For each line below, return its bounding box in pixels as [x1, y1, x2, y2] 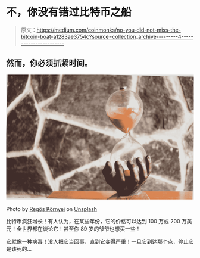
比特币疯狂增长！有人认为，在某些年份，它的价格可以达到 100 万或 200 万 [6, 218, 187, 225]
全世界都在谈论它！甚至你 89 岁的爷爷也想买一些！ [16, 225, 141, 232]
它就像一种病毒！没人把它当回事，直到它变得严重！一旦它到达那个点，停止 [6, 238, 189, 245]
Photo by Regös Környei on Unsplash [6, 206, 97, 213]
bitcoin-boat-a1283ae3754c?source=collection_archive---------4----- [20, 33, 193, 40]
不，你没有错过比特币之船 [6, 5, 132, 19]
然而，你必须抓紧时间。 [6, 58, 92, 69]
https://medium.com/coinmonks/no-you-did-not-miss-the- [36, 26, 182, 33]
